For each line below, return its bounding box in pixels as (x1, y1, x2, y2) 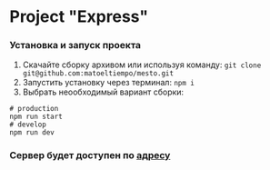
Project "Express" (9, 6, 149, 27)
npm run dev (9, 128, 55, 137)
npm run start (9, 112, 64, 122)
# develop (9, 120, 47, 129)
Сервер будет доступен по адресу (9, 149, 171, 162)
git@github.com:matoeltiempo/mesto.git (22, 69, 175, 78)
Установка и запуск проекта (9, 39, 142, 52)
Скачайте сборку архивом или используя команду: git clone (22, 59, 262, 70)
